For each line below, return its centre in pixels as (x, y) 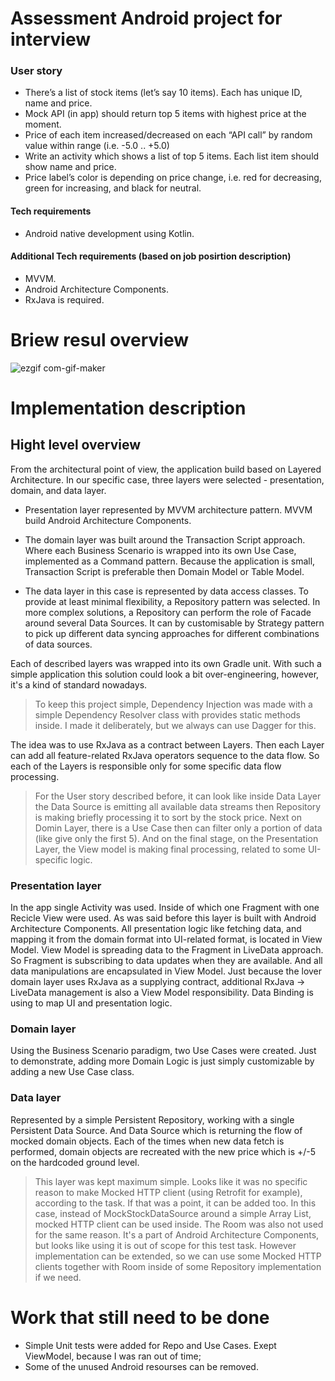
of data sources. (58, 644)
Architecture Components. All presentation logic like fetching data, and (156, 929)
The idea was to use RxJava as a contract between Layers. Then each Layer (167, 744)
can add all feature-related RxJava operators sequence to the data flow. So (165, 755)
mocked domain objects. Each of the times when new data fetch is (147, 1141)
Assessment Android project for (146, 18)
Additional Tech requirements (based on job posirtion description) (151, 256)
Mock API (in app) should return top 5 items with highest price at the (165, 114)
